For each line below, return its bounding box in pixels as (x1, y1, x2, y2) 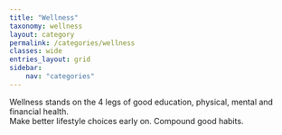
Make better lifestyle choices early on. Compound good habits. (9, 115, 244, 126)
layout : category (9, 30, 75, 39)
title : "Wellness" (9, 13, 79, 22)
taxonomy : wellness (9, 22, 83, 31)
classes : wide (9, 47, 63, 56)
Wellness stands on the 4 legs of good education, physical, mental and (9, 96, 274, 107)
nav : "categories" (25, 72, 95, 81)
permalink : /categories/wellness (9, 38, 136, 48)
